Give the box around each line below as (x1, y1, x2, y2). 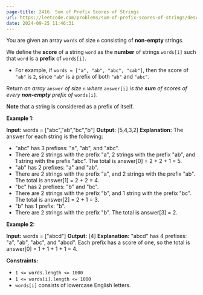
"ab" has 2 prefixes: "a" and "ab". (14, 164, 98, 171)
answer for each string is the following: (6, 133, 103, 140)
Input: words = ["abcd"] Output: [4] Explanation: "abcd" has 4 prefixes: (6, 233, 187, 240)
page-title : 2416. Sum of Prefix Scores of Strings (6, 8, 139, 15)
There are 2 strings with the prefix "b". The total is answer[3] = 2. (14, 209, 178, 216)
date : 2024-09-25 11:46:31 (6, 20, 74, 26)
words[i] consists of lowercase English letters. (14, 282, 131, 289)
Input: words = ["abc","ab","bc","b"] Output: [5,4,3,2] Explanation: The (6, 127, 184, 134)
